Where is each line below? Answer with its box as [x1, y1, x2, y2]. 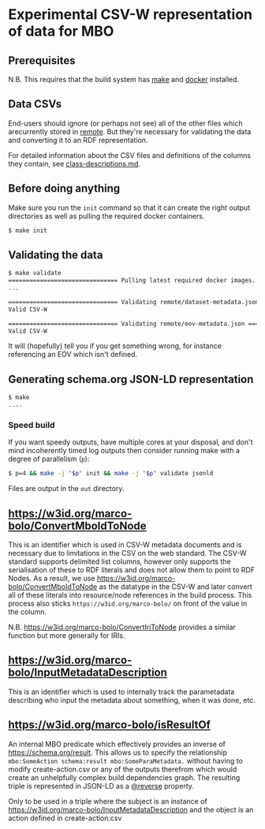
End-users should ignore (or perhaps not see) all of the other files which [8, 118, 243, 128]
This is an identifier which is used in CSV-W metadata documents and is [8, 539, 242, 550]
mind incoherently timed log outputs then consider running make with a [8, 446, 241, 456]
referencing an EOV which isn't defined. [8, 350, 138, 359]
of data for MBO [8, 22, 114, 40]
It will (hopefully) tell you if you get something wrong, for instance [8, 341, 222, 351]
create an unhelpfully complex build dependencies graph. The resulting [8, 772, 241, 782]
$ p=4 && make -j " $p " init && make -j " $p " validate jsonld [8, 470, 214, 478]
